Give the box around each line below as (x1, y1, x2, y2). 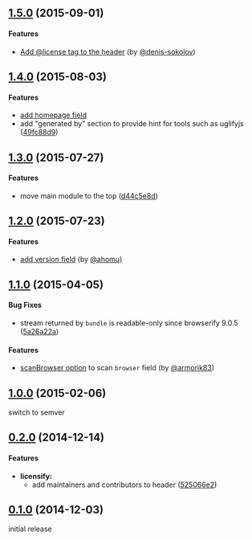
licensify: (19, 471, 52, 481)
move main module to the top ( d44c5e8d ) (19, 190, 159, 200)
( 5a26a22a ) (19, 326, 59, 336)
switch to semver (8, 407, 66, 417)
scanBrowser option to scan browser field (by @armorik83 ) (19, 363, 215, 373)
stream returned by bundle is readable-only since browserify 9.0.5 (19, 317, 238, 328)
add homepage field (19, 110, 87, 120)
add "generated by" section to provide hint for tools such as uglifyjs (19, 119, 245, 129)
